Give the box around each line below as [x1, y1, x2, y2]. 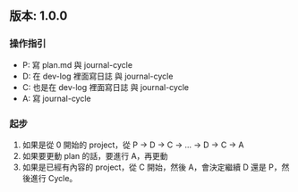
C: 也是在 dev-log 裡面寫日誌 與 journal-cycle [21, 81, 190, 92]
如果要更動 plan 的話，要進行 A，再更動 [21, 150, 168, 161]
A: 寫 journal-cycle [21, 93, 91, 104]
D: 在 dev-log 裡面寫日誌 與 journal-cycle [21, 71, 174, 81]
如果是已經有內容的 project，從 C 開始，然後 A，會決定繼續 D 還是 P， [21, 162, 282, 172]
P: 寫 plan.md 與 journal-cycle [21, 59, 132, 70]
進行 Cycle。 [30, 172, 78, 183]
